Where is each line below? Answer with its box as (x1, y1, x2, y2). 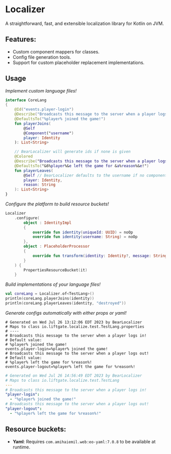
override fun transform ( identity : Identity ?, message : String (32, 253, 167, 258)
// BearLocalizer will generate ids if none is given (14, 149, 131, 155)
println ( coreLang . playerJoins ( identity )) (5, 296, 95, 301)
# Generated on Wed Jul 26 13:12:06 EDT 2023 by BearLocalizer (5, 319, 142, 325)
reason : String (23, 182, 56, 188)
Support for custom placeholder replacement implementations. (12, 59, 145, 66)
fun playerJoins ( (14, 121, 51, 126)
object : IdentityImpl (23, 220, 72, 225)
